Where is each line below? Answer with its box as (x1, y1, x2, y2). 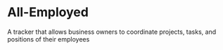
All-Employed (7, 4, 89, 20)
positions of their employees (7, 35, 90, 43)
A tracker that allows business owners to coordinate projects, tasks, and (7, 27, 217, 36)
